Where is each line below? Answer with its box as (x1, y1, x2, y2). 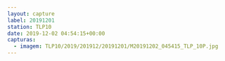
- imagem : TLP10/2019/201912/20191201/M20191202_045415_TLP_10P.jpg (13, 43, 219, 50)
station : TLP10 (7, 23, 52, 30)
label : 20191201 (7, 17, 55, 24)
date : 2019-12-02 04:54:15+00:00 (7, 29, 105, 37)
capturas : (7, 36, 37, 43)
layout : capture (7, 10, 55, 18)
